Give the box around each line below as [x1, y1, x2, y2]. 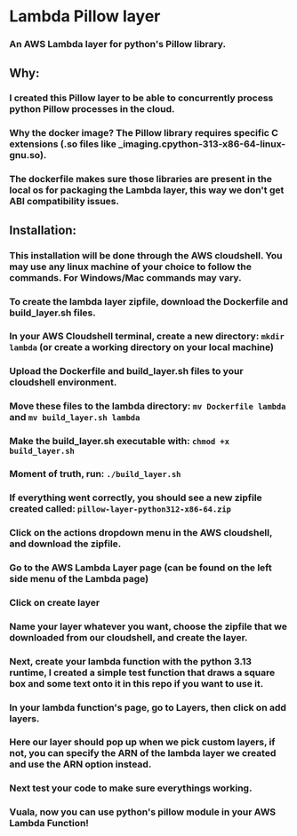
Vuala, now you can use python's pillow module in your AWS [9, 806, 277, 818]
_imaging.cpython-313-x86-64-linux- [118, 138, 286, 150]
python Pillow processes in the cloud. [9, 103, 175, 115]
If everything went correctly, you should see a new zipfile [9, 491, 262, 504]
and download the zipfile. [9, 537, 122, 550]
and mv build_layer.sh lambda [9, 411, 140, 424]
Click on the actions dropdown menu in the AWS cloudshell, [9, 526, 273, 538]
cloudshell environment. [9, 376, 117, 388]
